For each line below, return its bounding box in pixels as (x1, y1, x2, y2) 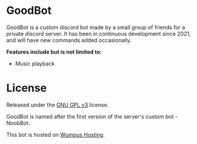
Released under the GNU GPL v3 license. (6, 101, 109, 108)
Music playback (15, 60, 55, 67)
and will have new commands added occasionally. (6, 36, 132, 44)
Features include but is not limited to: (6, 48, 102, 55)
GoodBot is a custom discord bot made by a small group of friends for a (6, 24, 185, 31)
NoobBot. (6, 119, 30, 126)
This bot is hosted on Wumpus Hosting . (6, 131, 105, 138)
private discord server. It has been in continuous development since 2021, (6, 30, 191, 37)
